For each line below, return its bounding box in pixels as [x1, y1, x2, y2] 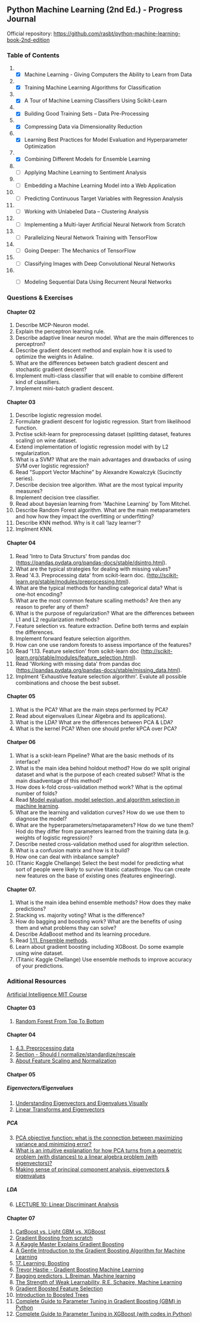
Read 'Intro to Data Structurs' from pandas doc [15, 552, 130, 559]
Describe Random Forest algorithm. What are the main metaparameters [15, 506, 190, 514]
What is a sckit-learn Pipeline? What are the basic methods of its [15, 752, 174, 759]
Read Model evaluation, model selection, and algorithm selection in [15, 796, 180, 804]
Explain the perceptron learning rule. [15, 328, 105, 335]
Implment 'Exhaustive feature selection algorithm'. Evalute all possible [15, 673, 187, 680]
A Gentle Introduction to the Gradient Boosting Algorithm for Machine [15, 1247, 186, 1254]
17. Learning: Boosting [15, 1259, 70, 1266]
